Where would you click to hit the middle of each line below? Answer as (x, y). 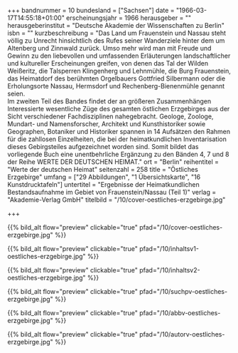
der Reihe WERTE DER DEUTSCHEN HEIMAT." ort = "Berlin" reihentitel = (113, 162)
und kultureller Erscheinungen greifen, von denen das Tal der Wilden (108, 63)
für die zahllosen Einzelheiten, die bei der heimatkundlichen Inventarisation (117, 139)
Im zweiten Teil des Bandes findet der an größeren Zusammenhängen (109, 101)
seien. (16, 93)
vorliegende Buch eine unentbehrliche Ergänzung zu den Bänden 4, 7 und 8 (118, 154)
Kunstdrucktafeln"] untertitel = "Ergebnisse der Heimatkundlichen (104, 184)
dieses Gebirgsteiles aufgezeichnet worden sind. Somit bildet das (103, 147)
